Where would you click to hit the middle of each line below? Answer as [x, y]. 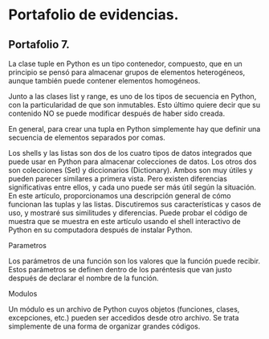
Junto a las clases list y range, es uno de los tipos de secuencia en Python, [132, 96]
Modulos [23, 294]
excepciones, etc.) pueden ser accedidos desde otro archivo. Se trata [124, 318]
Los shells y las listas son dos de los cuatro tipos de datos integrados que [130, 153]
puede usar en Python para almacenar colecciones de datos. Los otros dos [132, 161]
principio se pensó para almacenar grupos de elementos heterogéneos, [127, 72]
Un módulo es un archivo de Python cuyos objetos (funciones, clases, [124, 309]
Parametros [27, 245]
